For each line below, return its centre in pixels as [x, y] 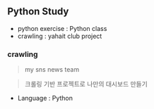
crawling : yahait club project [60, 36]
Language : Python [45, 98]
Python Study [38, 12]
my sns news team [52, 70]
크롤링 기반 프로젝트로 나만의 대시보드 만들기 [86, 84]
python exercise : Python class [62, 28]
